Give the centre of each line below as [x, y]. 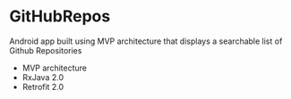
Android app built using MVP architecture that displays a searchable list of [146, 41]
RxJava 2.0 [43, 77]
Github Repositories [46, 50]
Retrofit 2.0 [43, 87]
